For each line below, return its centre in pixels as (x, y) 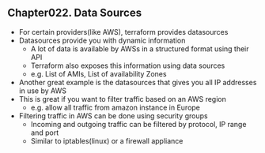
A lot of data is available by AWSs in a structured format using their (140, 49)
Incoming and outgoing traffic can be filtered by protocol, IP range (138, 124)
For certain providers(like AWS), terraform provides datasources (123, 32)
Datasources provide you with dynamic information (102, 40)
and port (45, 132)
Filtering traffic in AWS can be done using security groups (113, 116)
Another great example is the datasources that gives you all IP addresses (138, 82)
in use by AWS (42, 91)
